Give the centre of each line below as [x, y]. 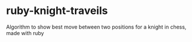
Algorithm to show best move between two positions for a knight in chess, [96, 27]
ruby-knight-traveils [57, 11]
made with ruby [25, 33]
